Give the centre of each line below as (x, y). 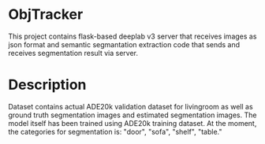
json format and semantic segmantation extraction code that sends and (124, 44)
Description (47, 85)
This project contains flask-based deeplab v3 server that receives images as (132, 36)
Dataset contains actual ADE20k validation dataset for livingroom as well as (131, 106)
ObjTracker (46, 15)
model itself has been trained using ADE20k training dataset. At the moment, (132, 123)
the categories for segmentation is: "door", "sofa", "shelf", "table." (115, 131)
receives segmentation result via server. (73, 53)
